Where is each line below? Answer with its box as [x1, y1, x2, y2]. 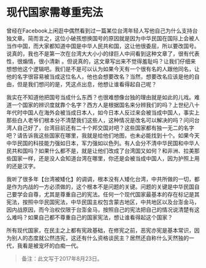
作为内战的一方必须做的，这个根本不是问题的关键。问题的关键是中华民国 [11, 183, 194, 190]
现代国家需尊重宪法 [6, 6, 104, 20]
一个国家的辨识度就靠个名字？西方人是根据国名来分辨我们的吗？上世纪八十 [11, 101, 200, 108]
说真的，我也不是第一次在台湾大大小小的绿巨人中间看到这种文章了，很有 [6, 50, 189, 57]
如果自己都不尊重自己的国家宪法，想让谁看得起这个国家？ [27, 214, 173, 221]
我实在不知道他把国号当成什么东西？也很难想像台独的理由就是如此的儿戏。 [6, 93, 194, 101]
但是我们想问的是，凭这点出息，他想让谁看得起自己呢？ [17, 80, 157, 87]
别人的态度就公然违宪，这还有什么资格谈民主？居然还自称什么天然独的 [11, 234, 189, 242]
